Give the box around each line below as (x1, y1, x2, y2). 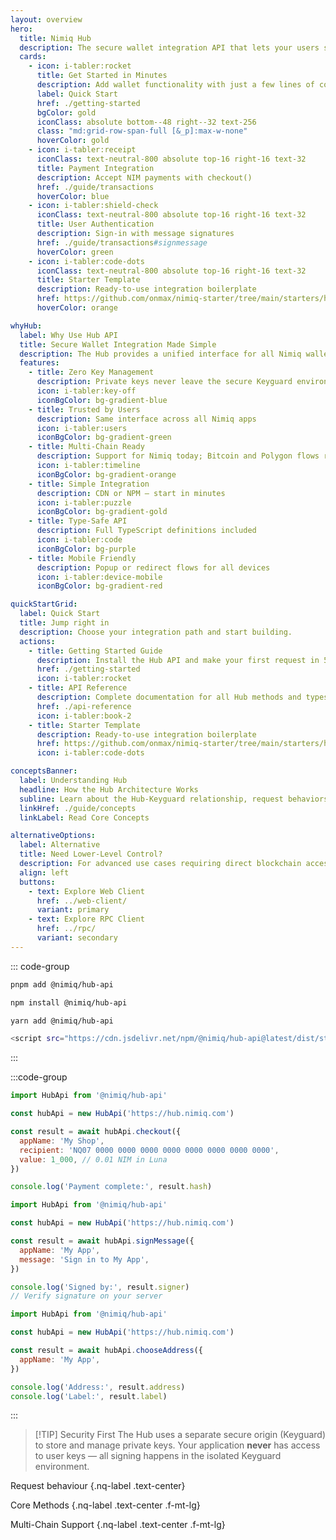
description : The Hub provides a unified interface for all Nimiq (19, 349, 302, 359)
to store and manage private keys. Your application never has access (34, 1439, 321, 1451)
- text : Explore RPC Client (28, 914, 145, 925)
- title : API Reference (28, 683, 128, 693)
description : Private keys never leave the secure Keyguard (36, 377, 293, 387)
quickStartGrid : (10, 599, 78, 610)
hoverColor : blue (36, 191, 110, 201)
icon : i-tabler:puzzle (36, 497, 132, 508)
